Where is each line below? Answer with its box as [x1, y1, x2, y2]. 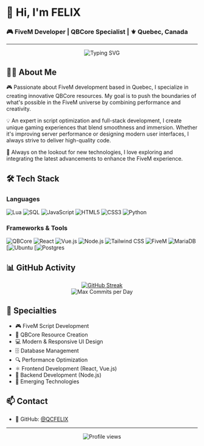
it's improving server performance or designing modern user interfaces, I [6, 130, 189, 138]
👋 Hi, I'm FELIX [6, 5, 81, 19]
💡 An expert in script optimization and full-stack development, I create [6, 117, 182, 124]
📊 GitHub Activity [6, 262, 76, 273]
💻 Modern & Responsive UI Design [15, 338, 103, 345]
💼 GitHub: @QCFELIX [15, 415, 69, 422]
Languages [6, 195, 41, 203]
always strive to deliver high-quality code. [6, 137, 111, 144]
